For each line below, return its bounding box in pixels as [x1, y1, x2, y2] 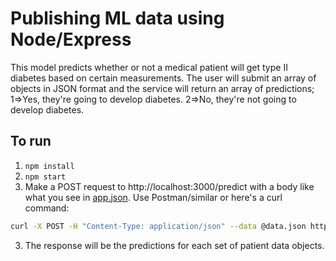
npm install [24, 161, 75, 171]
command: [24, 202, 70, 214]
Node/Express [10, 28, 132, 51]
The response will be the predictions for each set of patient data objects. [24, 239, 325, 251]
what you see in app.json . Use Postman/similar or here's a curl [24, 191, 283, 203]
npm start [24, 172, 67, 182]
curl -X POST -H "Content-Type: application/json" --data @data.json [10, 221, 307, 231]
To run [10, 133, 52, 150]
